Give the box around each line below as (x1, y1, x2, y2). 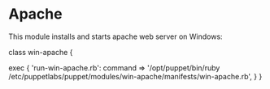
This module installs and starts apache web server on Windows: (8, 32, 223, 41)
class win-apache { (8, 47, 73, 57)
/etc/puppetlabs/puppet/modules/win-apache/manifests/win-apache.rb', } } (8, 71, 263, 81)
